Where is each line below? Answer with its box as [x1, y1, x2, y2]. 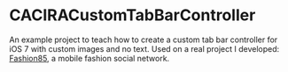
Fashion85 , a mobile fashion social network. [9, 53, 170, 63]
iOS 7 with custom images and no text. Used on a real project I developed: [9, 43, 280, 54]
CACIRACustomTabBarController [9, 5, 256, 25]
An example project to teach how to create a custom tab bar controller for [9, 34, 278, 45]
